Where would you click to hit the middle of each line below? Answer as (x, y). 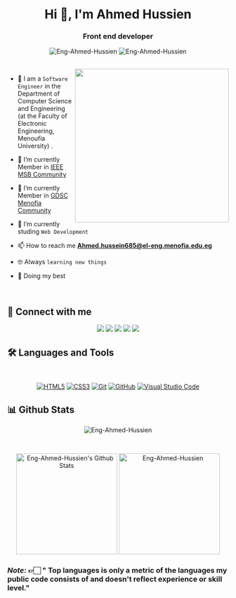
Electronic (32, 124)
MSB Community (42, 174)
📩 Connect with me (50, 312)
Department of (39, 93)
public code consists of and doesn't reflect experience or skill (115, 579)
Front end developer (118, 37)
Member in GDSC (43, 195)
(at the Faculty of (42, 116)
